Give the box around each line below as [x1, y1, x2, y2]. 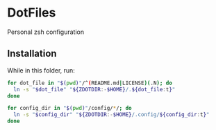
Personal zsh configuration [7, 28, 85, 36]
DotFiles [7, 5, 56, 21]
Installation [7, 48, 57, 59]
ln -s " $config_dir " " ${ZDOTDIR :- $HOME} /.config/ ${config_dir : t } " [13, 111, 210, 118]
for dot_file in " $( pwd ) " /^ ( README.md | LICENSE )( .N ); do [7, 80, 172, 86]
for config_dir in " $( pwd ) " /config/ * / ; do [7, 105, 132, 112]
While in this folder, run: [7, 66, 75, 74]
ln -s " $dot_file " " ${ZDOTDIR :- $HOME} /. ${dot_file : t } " [13, 86, 176, 93]
